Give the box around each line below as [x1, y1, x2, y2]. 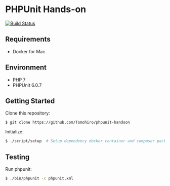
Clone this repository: [5, 110, 51, 116]
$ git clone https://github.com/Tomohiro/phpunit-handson [5, 120, 130, 125]
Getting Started [5, 96, 55, 105]
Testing [5, 153, 30, 161]
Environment [5, 63, 47, 72]
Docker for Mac [12, 48, 46, 54]
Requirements [5, 35, 51, 44]
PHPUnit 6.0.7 [12, 82, 42, 88]
